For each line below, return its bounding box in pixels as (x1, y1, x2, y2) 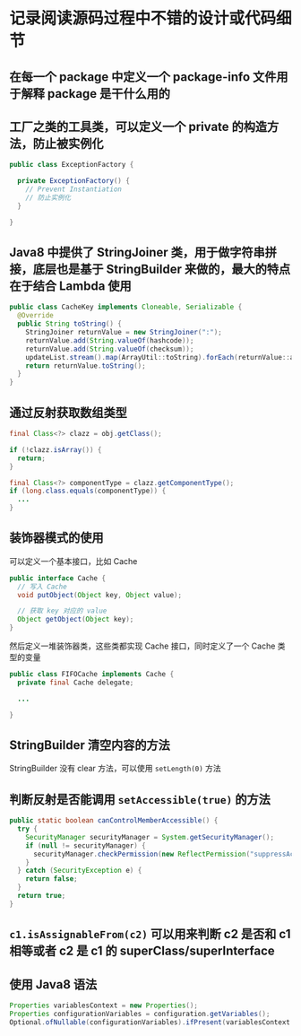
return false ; (25, 875, 78, 884)
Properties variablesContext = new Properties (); (9, 1001, 199, 1010)
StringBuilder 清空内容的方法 (9, 737, 170, 753)
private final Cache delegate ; (17, 678, 134, 687)
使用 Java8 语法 (9, 977, 98, 992)
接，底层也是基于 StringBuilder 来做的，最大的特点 (9, 262, 291, 277)
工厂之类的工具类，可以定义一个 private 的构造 (9, 118, 268, 135)
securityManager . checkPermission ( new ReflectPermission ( (32, 849, 251, 858)
